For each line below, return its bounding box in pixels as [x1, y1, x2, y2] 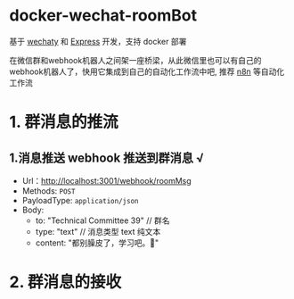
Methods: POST [21, 185, 76, 196]
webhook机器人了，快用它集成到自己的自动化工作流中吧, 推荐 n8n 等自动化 [9, 66, 285, 77]
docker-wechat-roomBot [9, 5, 198, 26]
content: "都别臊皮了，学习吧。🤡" [35, 237, 159, 248]
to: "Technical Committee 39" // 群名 [35, 215, 170, 226]
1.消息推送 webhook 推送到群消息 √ [9, 150, 205, 165]
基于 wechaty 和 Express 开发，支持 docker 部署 [9, 36, 187, 46]
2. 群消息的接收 [9, 272, 122, 293]
